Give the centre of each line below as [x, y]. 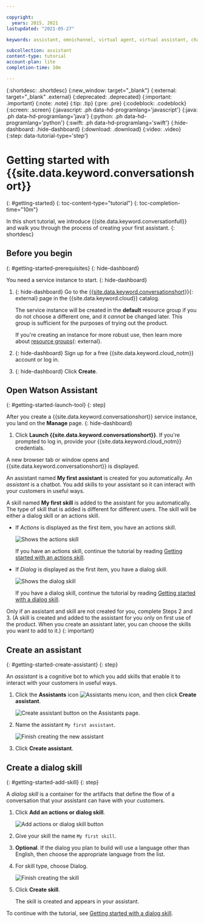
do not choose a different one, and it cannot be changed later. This [99, 316]
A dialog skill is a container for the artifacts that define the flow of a [90, 794]
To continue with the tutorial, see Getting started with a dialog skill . [90, 913]
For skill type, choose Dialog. [51, 866]
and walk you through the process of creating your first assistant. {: [90, 228]
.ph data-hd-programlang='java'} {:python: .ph [65, 116]
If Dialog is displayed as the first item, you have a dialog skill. [91, 570]
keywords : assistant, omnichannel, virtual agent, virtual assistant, [97, 40]
